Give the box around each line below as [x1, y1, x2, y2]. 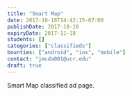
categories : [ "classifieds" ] [7, 42, 92, 49]
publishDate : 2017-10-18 [7, 23, 79, 30]
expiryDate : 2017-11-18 [7, 29, 76, 37]
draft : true [7, 62, 42, 69]
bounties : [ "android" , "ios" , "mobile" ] [7, 49, 126, 56]
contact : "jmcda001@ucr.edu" [7, 56, 92, 63]
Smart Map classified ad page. [7, 81, 95, 89]
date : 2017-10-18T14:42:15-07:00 [7, 17, 104, 24]
